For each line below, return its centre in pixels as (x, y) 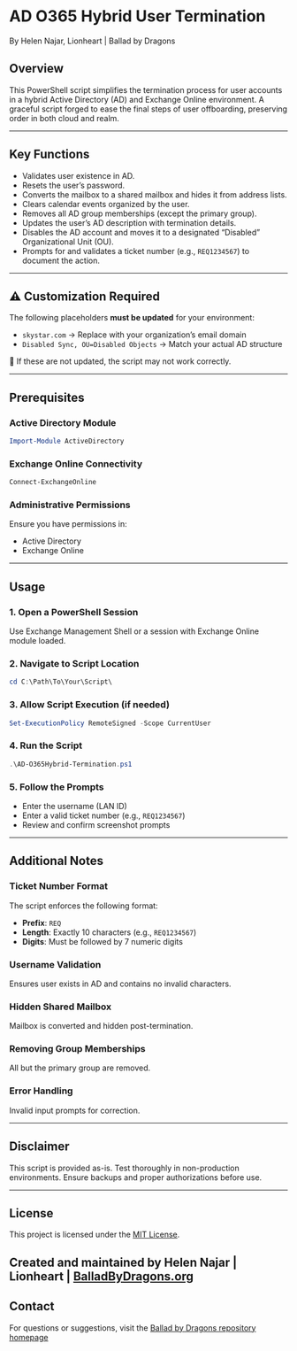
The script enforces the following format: (84, 906)
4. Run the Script (46, 745)
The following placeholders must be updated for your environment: (132, 318)
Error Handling (41, 1091)
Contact (32, 1306)
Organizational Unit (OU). (68, 242)
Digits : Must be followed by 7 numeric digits (103, 941)
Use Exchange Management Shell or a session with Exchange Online (134, 631)
